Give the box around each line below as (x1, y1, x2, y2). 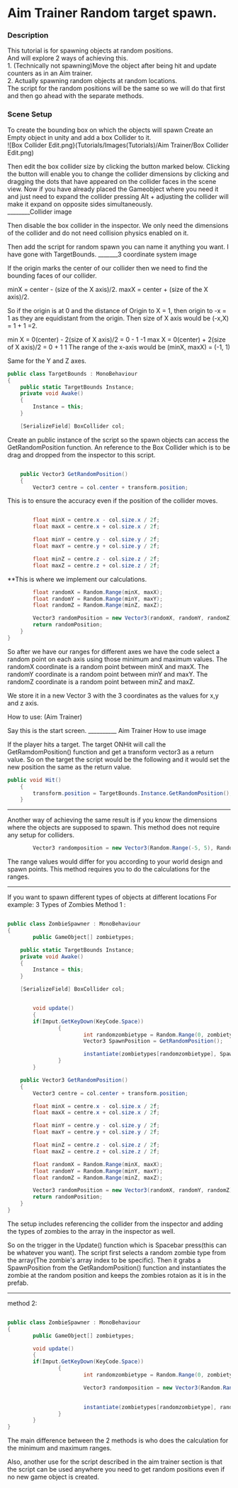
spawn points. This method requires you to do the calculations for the (7, 865, 210, 874)
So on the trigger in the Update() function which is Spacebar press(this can (7, 1241, 227, 1249)
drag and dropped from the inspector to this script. (7, 450, 156, 459)
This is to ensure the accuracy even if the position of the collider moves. (7, 496, 218, 505)
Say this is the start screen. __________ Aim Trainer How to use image (7, 726, 207, 734)
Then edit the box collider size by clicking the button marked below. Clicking (7, 162, 230, 170)
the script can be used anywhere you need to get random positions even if (7, 1465, 225, 1474)
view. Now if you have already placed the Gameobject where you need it (7, 185, 219, 193)
